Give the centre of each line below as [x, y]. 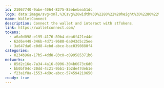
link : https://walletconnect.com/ [40, 28]
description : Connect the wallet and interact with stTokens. [70, 23]
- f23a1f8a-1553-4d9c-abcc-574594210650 [51, 73]
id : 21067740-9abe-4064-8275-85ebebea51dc [49, 10]
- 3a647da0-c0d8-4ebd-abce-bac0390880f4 [51, 46]
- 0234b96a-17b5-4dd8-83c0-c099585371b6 [51, 55]
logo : [10, 14]
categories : [17, 50]
